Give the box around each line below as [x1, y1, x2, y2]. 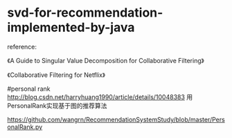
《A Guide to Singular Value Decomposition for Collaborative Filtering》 [7, 56, 204, 64]
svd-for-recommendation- [7, 5, 163, 21]
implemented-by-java [7, 19, 135, 35]
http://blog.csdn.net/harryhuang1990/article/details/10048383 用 [7, 92, 193, 101]
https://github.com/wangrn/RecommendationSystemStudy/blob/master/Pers [7, 115, 225, 123]
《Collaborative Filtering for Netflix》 [7, 71, 106, 79]
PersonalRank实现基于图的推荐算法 [7, 101, 107, 110]
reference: [7, 42, 37, 51]
